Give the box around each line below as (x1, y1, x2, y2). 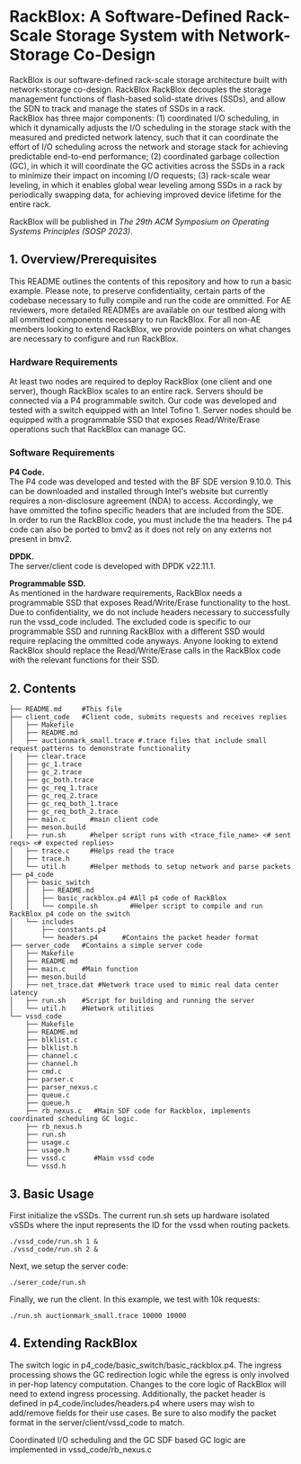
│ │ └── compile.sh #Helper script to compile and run (9, 902, 263, 911)
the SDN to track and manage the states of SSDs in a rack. (9, 103, 226, 113)
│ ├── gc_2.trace (9, 768, 83, 777)
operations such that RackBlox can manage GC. (9, 424, 186, 435)
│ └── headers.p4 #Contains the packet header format (9, 934, 259, 943)
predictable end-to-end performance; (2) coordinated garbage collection (9, 150, 280, 161)
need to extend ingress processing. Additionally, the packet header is (9, 1388, 266, 1399)
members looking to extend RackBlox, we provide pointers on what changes (9, 323, 291, 334)
